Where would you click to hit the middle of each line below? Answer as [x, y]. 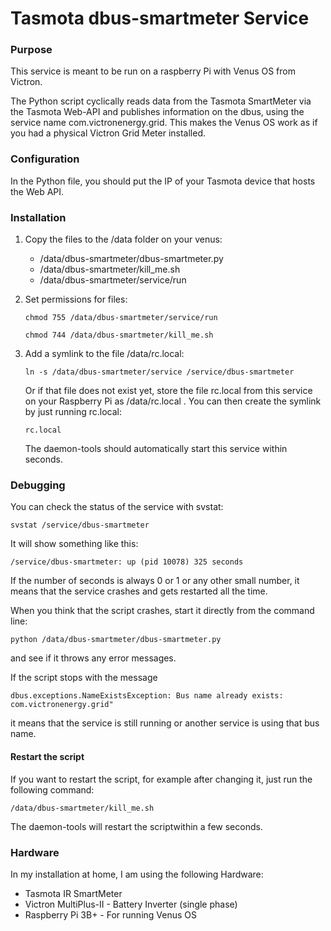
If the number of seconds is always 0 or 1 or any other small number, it [155, 581]
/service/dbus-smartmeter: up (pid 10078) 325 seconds [127, 562]
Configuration [45, 159]
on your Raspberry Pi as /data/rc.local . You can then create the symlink [173, 401]
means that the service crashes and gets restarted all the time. [139, 591]
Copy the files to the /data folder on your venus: [123, 239]
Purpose [31, 50]
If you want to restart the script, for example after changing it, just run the [161, 779]
